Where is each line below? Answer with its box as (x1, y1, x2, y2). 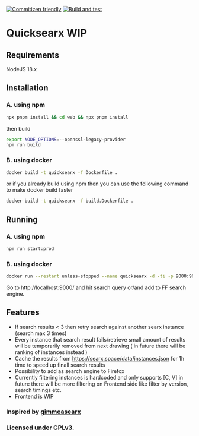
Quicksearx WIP (6, 27, 88, 40)
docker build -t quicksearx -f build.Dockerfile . (6, 198, 134, 204)
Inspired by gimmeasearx (6, 407, 81, 416)
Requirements (6, 50, 59, 60)
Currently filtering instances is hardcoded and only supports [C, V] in (14, 374, 184, 381)
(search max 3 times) (14, 330, 67, 337)
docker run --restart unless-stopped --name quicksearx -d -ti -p (6, 273, 174, 279)
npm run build (6, 142, 41, 148)
